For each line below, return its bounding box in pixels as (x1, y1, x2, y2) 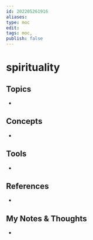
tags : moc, (6, 30, 33, 36)
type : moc (6, 19, 30, 25)
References (6, 182, 49, 192)
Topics (6, 84, 32, 94)
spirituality (6, 61, 60, 74)
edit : (6, 25, 19, 31)
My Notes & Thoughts (6, 214, 87, 224)
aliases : (6, 14, 27, 20)
